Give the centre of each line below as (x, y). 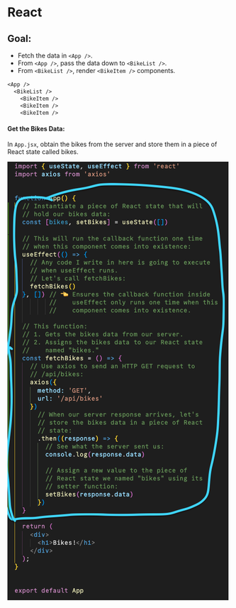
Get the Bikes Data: (36, 128)
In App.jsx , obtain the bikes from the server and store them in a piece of (112, 144)
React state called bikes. (43, 152)
